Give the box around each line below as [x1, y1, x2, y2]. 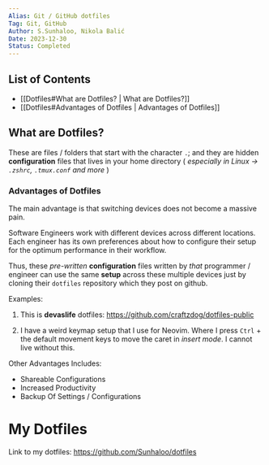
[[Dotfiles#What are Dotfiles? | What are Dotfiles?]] [19, 93, 190, 103]
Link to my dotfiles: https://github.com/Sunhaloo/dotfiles [8, 446, 197, 456]
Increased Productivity [19, 383, 96, 393]
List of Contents [8, 72, 92, 86]
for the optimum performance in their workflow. [8, 246, 167, 255]
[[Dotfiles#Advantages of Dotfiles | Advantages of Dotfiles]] [19, 102, 220, 112]
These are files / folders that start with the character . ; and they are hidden [8, 147, 259, 157]
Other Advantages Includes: [8, 359, 102, 368]
